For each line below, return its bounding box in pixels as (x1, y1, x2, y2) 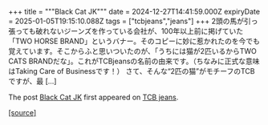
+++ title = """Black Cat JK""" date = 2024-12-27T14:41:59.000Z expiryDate (8, 7, 261, 16)
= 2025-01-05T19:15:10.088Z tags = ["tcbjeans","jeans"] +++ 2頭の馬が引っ (8, 16, 258, 26)
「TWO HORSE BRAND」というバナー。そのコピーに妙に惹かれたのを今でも (8, 36, 261, 46)
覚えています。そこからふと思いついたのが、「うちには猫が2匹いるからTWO (8, 46, 257, 55)
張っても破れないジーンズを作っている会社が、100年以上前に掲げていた (8, 26, 243, 35)
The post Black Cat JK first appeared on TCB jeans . (8, 92, 179, 102)
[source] (8, 108, 37, 117)
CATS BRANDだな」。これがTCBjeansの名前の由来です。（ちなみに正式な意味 (8, 56, 260, 66)
